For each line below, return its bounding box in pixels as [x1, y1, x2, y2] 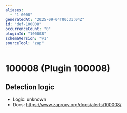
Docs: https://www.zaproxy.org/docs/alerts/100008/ [12, 101, 122, 107]
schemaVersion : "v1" [5, 36, 49, 41]
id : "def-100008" [5, 21, 42, 27]
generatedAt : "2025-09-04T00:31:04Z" [5, 17, 85, 22]
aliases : [5, 7, 24, 13]
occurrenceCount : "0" [5, 26, 51, 32]
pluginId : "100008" [5, 31, 47, 36]
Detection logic [5, 82, 55, 92]
